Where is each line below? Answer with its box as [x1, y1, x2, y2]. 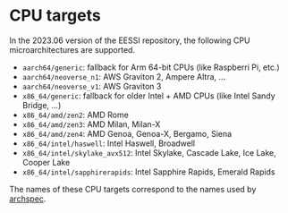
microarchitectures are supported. [9, 44, 136, 55]
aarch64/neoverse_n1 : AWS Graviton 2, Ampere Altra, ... [21, 71, 226, 81]
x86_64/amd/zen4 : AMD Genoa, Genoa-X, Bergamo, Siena [21, 128, 233, 139]
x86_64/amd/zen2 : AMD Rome [21, 109, 130, 120]
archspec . [9, 193, 47, 204]
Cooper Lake [21, 157, 71, 167]
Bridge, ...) [21, 99, 62, 110]
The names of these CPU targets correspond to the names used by [9, 183, 257, 194]
